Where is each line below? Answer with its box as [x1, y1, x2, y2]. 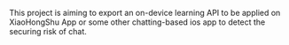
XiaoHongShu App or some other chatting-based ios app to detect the [9, 17, 266, 27]
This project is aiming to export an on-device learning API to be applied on [9, 8, 281, 18]
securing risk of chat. [9, 26, 87, 36]
